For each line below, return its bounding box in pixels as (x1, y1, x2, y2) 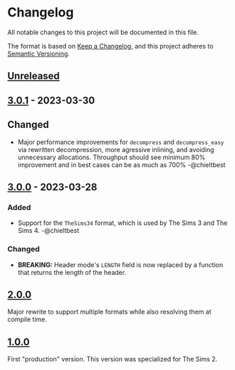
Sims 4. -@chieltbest (17, 226, 80, 235)
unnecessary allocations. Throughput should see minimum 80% (17, 153, 206, 161)
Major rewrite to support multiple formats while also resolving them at (7, 308, 211, 316)
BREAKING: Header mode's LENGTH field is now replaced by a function (17, 260, 224, 269)
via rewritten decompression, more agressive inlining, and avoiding (17, 145, 215, 154)
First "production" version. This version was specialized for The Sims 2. (7, 355, 218, 364)
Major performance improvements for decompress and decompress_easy (17, 137, 224, 146)
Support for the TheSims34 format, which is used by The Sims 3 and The (17, 219, 228, 227)
